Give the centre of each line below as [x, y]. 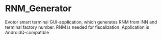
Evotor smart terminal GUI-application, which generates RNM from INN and [81, 22]
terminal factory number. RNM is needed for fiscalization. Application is [77, 27]
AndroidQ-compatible [27, 32]
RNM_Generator [39, 9]
